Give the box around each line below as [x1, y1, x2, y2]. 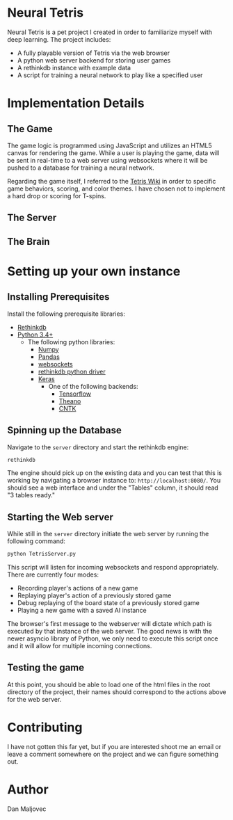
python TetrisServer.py [7, 551, 77, 558]
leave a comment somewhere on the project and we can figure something [7, 750, 219, 758]
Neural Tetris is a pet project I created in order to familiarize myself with [7, 28, 213, 36]
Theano [58, 396, 81, 405]
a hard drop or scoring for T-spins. [7, 191, 106, 200]
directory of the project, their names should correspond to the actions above [7, 687, 227, 696]
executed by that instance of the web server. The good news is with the [7, 627, 213, 636]
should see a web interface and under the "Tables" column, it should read [7, 483, 219, 492]
